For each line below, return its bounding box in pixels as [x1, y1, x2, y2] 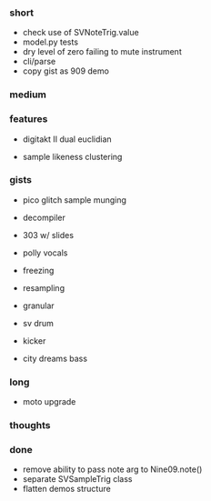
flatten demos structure [22, 484, 111, 495]
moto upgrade [22, 396, 76, 407]
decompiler [22, 212, 65, 223]
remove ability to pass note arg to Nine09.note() [22, 464, 203, 475]
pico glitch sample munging [22, 194, 127, 205]
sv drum [22, 317, 55, 328]
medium [9, 88, 47, 101]
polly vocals [22, 247, 68, 258]
